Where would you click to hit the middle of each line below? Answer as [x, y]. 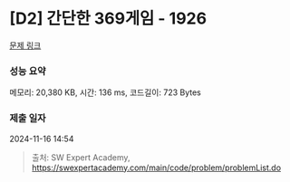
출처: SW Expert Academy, [81, 157]
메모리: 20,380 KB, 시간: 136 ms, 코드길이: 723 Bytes [105, 92]
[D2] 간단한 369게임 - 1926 [108, 19]
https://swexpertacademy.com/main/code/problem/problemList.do [156, 168]
